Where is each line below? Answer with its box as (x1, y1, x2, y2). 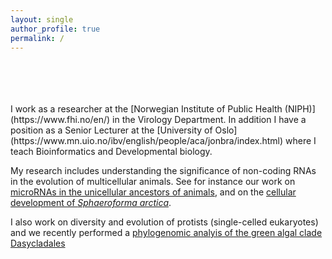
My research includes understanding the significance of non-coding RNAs (10, 165, 317, 177)
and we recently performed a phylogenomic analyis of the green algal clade (10, 227, 323, 239)
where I (285, 135, 317, 147)
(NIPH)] (284, 103, 316, 115)
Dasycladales (10, 237, 66, 250)
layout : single (10, 14, 74, 25)
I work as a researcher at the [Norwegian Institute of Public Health (10, 103, 283, 115)
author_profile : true (10, 24, 101, 34)
